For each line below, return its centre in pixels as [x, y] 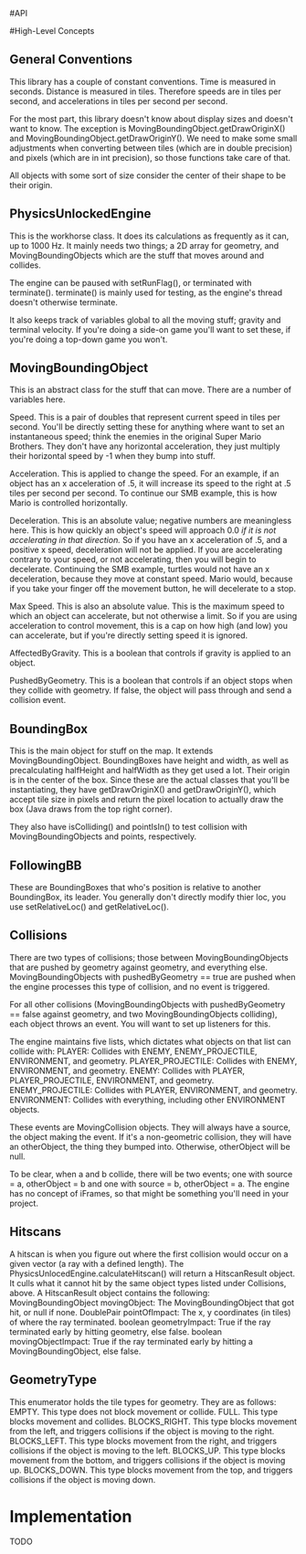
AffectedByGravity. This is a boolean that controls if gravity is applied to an [150, 654]
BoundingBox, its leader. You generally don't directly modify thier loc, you [148, 897]
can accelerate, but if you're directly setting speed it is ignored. [129, 635]
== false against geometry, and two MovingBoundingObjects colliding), [143, 1014]
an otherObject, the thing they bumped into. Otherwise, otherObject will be [150, 1146]
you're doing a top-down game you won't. [89, 339]
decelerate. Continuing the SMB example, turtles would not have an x [140, 569]
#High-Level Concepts [52, 31]
